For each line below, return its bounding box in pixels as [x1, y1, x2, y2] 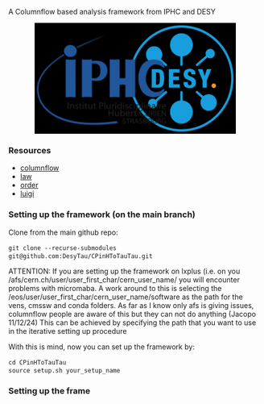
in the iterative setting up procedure [8, 326, 127, 335]
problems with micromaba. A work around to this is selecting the [8, 283, 222, 293]
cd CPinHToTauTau [8, 358, 67, 366]
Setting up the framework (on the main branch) [8, 209, 196, 220]
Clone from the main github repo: [8, 227, 118, 237]
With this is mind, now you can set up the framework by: [8, 342, 196, 352]
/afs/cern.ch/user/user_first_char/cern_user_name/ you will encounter [8, 274, 240, 285]
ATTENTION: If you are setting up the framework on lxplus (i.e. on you [8, 266, 241, 276]
